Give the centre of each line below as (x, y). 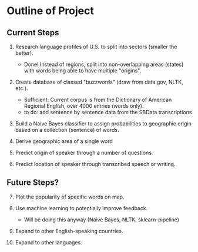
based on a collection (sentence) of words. (67, 130)
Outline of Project (51, 11)
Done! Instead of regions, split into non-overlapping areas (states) (104, 64)
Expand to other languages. (49, 242)
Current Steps (33, 33)
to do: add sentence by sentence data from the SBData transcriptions (108, 112)
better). (24, 53)
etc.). (21, 88)
